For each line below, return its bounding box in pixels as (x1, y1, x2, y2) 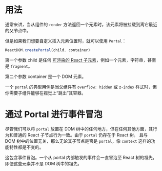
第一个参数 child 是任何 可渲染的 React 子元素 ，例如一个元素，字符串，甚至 (5, 57, 156, 63)
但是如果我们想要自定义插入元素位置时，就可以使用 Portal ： (5, 38, 126, 44)
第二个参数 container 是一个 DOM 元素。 (5, 74, 86, 79)
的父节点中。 (5, 27, 31, 33)
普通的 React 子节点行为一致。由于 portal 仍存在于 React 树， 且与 (13, 132, 148, 138)
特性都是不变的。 (9, 144, 44, 150)
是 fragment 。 (5, 63, 33, 69)
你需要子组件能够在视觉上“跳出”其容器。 (5, 90, 86, 95)
